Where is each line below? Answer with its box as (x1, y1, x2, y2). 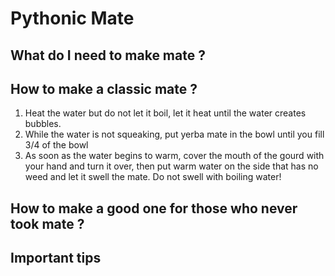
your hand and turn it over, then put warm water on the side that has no (24, 160, 319, 172)
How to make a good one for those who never (10, 200, 298, 217)
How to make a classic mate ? (10, 80, 198, 97)
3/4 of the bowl (24, 139, 89, 151)
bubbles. (24, 118, 62, 130)
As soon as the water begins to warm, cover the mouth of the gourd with (24, 150, 325, 162)
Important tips (10, 250, 102, 267)
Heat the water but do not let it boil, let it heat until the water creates (24, 107, 307, 119)
